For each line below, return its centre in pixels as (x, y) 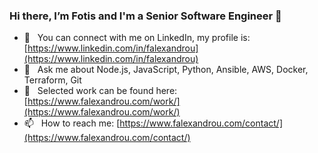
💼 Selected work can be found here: (100, 91)
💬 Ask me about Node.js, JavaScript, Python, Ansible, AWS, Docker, (166, 70)
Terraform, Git (52, 80)
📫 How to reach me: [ (72, 123)
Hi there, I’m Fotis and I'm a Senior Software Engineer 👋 (145, 16)
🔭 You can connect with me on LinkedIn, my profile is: (137, 38)
